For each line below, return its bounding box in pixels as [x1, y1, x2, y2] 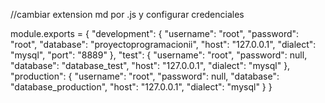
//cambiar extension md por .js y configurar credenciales [10, 9, 245, 20]
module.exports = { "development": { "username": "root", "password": [10, 28, 300, 39]
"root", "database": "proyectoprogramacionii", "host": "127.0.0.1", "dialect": [10, 39, 317, 50]
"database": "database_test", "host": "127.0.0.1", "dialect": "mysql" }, [10, 60, 291, 71]
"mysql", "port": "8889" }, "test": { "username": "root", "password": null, [10, 49, 308, 61]
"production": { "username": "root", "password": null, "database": [10, 70, 280, 82]
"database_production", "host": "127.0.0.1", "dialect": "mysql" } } [10, 81, 273, 93]
